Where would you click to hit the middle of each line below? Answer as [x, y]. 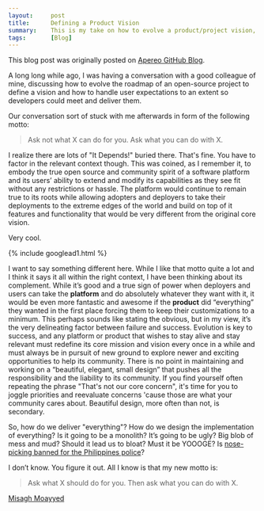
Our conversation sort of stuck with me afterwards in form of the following [129, 116]
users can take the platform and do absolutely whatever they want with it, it [131, 294]
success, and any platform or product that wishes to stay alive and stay [124, 336]
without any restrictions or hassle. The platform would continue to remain [127, 189]
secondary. [26, 412]
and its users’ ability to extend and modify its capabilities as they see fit [124, 181]
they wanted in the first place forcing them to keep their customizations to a [132, 311]
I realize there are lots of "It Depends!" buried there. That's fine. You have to [132, 155]
